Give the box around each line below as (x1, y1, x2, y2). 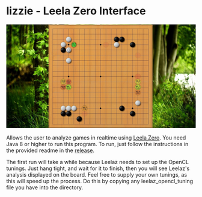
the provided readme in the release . (6, 147, 95, 154)
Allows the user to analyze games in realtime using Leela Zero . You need (6, 134, 186, 141)
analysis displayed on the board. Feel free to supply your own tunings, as (6, 171, 188, 178)
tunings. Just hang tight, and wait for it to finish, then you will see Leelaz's (6, 165, 190, 172)
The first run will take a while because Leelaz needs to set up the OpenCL (6, 159, 189, 166)
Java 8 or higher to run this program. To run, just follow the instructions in (6, 141, 189, 148)
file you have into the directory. (6, 184, 84, 191)
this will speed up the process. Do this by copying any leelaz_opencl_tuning (6, 178, 194, 185)
